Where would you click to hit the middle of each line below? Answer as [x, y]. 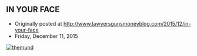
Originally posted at [38, 23]
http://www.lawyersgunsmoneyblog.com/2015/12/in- [127, 23]
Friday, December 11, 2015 [46, 36]
